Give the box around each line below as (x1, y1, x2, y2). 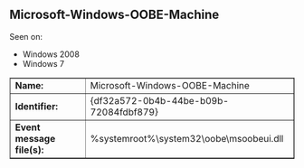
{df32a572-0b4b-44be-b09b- (90, 94, 229, 107)
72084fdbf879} (90, 106, 158, 118)
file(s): (14, 144, 44, 156)
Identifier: (14, 99, 59, 112)
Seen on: (9, 31, 43, 42)
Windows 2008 (22, 49, 80, 60)
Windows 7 (22, 58, 65, 69)
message (14, 132, 56, 145)
